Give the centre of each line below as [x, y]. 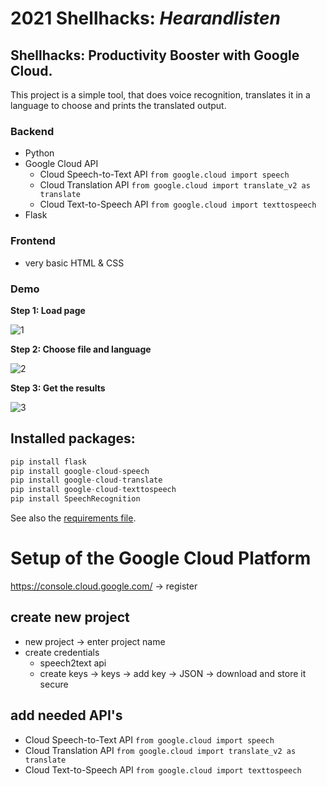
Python [39, 153]
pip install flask [48, 462]
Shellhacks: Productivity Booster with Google [155, 55]
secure [54, 684]
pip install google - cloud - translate [86, 480]
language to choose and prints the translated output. [118, 105]
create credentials [62, 652]
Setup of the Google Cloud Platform [161, 558]
